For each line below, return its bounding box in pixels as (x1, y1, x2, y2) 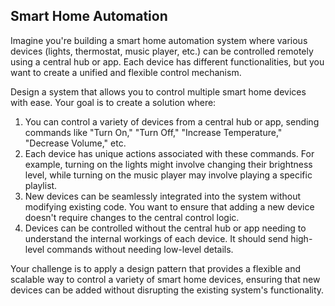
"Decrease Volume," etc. (24, 137, 127, 149)
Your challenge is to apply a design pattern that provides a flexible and (10, 262, 301, 274)
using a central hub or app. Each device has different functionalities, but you (10, 55, 325, 68)
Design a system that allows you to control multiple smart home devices (10, 85, 307, 98)
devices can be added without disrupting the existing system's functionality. (10, 284, 325, 296)
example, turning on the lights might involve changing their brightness (24, 158, 313, 170)
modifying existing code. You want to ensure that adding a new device (24, 200, 315, 213)
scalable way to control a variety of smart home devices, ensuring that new (10, 273, 321, 285)
